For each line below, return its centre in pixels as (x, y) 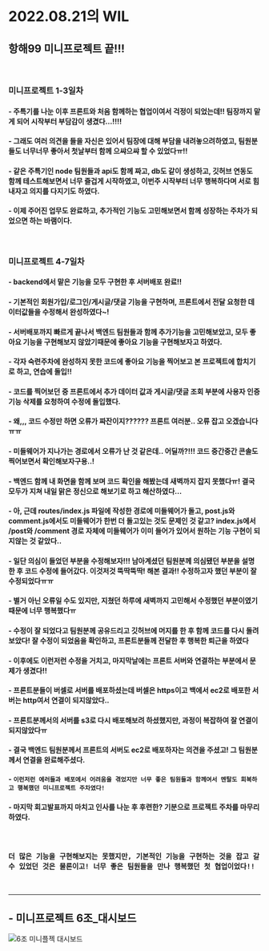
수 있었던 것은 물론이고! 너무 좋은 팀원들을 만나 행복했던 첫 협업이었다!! (132, 866)
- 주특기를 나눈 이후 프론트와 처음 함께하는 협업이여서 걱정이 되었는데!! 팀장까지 (130, 111)
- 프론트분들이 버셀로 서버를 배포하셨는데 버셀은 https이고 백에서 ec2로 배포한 (129, 690)
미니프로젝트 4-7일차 (47, 261)
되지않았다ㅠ (28, 730)
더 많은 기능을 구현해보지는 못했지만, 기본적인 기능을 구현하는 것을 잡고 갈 (134, 856)
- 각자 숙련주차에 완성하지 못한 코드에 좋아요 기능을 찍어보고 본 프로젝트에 (121, 362)
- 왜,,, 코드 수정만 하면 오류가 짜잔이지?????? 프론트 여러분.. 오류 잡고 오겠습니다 (133, 421)
